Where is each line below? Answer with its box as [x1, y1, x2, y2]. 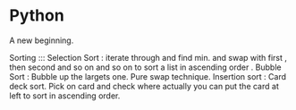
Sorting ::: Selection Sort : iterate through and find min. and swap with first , [9, 52, 288, 63]
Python [9, 5, 64, 26]
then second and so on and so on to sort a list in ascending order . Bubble [9, 62, 282, 72]
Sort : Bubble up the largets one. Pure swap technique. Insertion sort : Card [9, 71, 286, 81]
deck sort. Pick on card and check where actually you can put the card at [9, 80, 279, 91]
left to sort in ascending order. [9, 90, 121, 101]
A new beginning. [9, 35, 74, 46]
